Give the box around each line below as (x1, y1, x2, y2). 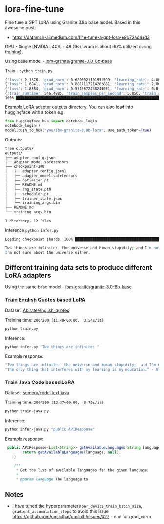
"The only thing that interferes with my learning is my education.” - (5, 367, 154, 372)
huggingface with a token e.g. (5, 109, 65, 115)
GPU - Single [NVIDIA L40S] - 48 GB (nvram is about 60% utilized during (5, 43, 152, 49)
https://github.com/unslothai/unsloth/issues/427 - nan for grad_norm (12, 514, 151, 520)
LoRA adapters (5, 271, 51, 279)
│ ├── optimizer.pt (5, 178, 49, 183)
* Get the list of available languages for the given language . (16, 467, 150, 473)
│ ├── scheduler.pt (5, 191, 49, 196)
